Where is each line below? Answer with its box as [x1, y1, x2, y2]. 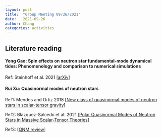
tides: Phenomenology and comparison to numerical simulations [5, 63, 141, 69]
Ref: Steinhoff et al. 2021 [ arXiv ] [5, 74, 70, 80]
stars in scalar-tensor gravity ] [5, 102, 66, 108]
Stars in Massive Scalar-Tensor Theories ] [5, 117, 90, 123]
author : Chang [5, 21, 35, 26]
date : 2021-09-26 [5, 16, 46, 21]
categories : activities [5, 26, 54, 31]
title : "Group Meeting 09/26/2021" [5, 12, 81, 17]
